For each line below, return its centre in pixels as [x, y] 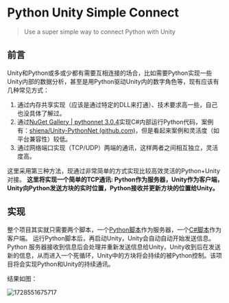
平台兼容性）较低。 [44, 139]
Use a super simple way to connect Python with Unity [100, 32]
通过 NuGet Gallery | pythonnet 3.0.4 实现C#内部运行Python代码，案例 [115, 122]
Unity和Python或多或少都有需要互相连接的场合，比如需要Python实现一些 [110, 73]
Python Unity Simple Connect [93, 13]
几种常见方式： [28, 90]
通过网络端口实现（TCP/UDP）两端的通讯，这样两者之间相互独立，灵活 [118, 147]
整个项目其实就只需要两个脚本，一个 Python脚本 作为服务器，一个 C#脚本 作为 [114, 229]
